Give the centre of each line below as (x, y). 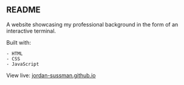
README (23, 10)
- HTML (15, 54)
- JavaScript (23, 64)
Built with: (19, 42)
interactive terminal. (31, 31)
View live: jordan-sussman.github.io (51, 75)
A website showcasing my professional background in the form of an (92, 24)
